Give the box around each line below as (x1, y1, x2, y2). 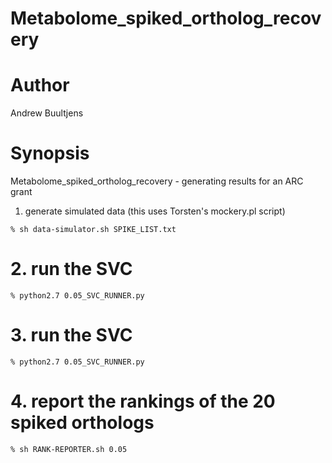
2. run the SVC (10, 258, 133, 281)
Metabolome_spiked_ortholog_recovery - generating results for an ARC (10, 175, 304, 187)
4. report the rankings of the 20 (10, 390, 276, 413)
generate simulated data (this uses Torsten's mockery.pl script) (24, 205, 286, 217)
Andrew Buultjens (10, 107, 84, 119)
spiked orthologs (10, 412, 155, 434)
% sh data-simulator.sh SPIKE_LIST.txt (10, 225, 177, 235)
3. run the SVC (10, 324, 133, 347)
